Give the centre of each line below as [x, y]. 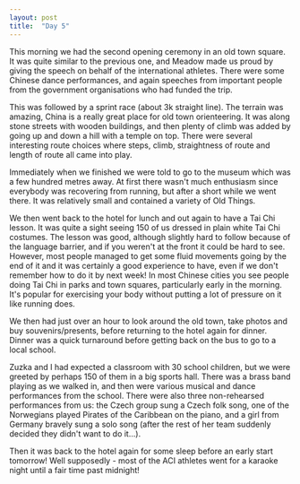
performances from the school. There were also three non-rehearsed [137, 395]
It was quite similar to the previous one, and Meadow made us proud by [141, 61]
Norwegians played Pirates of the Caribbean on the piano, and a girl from [144, 414]
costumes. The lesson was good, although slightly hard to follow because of [150, 237]
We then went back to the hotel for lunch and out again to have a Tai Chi [142, 218]
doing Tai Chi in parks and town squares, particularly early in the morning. [146, 284]
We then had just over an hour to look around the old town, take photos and [149, 321]
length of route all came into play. [71, 154]
